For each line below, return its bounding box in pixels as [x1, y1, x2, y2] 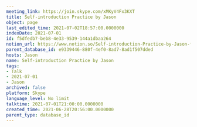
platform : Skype [6, 90, 46, 96]
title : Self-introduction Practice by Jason [6, 14, 117, 20]
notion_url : [6, 42, 35, 47]
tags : [6, 63, 19, 69]
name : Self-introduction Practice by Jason [6, 57, 114, 63]
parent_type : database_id [6, 112, 69, 118]
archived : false [6, 85, 46, 91]
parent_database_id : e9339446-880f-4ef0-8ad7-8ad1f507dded [6, 47, 154, 53]
